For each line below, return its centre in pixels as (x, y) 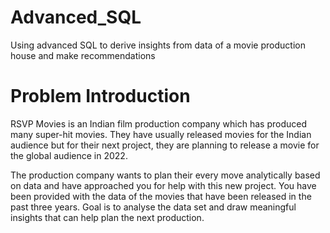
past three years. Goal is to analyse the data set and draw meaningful (153, 207)
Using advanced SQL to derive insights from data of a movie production (158, 45)
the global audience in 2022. (69, 155)
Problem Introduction (100, 96)
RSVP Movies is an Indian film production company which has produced (158, 123)
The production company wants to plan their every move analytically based (165, 175)
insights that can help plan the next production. (107, 217)
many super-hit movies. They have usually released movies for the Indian (161, 134)
